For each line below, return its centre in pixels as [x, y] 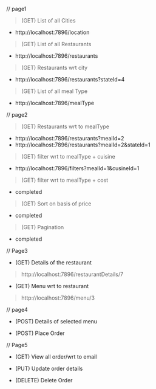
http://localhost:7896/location [52, 32]
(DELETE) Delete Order [44, 380]
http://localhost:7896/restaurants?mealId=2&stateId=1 [83, 145]
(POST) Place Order [40, 333]
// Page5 [17, 345]
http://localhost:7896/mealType [55, 103]
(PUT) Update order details [49, 368]
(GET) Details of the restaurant [53, 263]
